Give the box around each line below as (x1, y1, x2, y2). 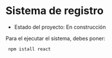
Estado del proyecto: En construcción (14, 23, 106, 30)
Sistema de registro (5, 4, 104, 18)
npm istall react (8, 46, 51, 52)
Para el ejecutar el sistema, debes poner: (5, 35, 105, 42)
